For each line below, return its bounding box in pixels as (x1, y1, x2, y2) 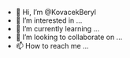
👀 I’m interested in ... (15, 16, 83, 25)
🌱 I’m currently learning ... (15, 24, 100, 33)
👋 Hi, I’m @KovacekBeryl (15, 8, 97, 16)
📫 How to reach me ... (15, 42, 89, 50)
